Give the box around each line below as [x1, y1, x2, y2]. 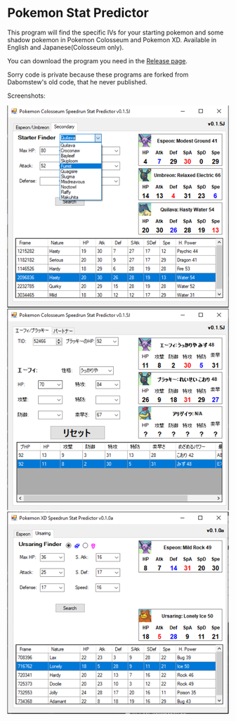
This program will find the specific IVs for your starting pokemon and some [7, 28, 224, 37]
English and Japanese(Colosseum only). [7, 43, 124, 51]
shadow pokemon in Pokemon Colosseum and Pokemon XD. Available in [7, 35, 217, 44]
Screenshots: [7, 91, 46, 100]
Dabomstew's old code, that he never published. [7, 77, 147, 86]
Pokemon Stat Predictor [7, 5, 149, 21]
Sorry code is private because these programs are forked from [7, 70, 189, 79]
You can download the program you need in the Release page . [7, 56, 188, 65]
